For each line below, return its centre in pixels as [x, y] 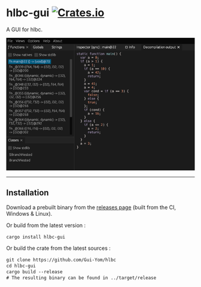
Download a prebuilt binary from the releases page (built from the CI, [91, 207]
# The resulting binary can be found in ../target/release [81, 278]
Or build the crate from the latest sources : [58, 248]
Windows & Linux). [29, 213]
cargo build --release [34, 272]
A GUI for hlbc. [25, 29]
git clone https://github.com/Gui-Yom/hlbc [61, 260]
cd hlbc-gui [21, 266]
